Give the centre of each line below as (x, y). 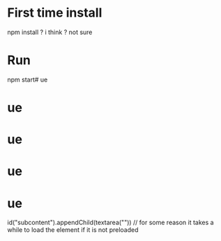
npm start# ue (28, 79)
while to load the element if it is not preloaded (73, 230)
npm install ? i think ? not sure (50, 32)
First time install (55, 13)
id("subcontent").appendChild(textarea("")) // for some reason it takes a (110, 223)
